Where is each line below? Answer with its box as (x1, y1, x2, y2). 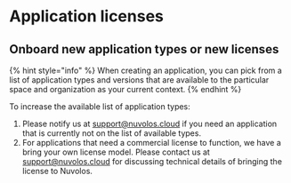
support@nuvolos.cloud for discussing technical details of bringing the (21, 156, 283, 166)
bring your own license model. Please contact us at (21, 147, 211, 157)
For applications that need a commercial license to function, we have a (21, 138, 282, 147)
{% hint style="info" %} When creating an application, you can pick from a (9, 65, 282, 76)
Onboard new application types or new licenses (9, 42, 279, 57)
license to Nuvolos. (21, 166, 93, 176)
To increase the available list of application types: (9, 101, 191, 112)
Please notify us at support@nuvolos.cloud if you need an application (21, 118, 278, 129)
